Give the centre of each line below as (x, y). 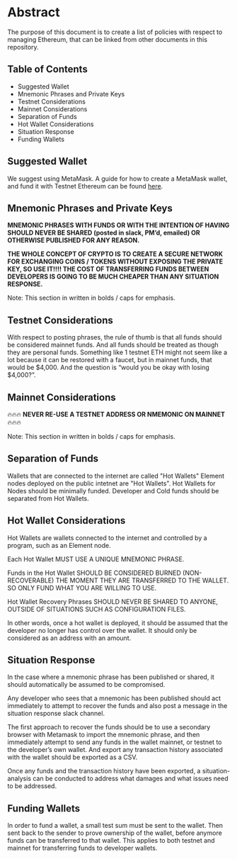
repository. (23, 47)
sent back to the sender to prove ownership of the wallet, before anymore (115, 833)
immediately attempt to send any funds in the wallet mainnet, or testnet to (115, 742)
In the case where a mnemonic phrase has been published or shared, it (111, 677)
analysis (19, 779)
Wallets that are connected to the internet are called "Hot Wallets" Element (116, 476)
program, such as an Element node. (59, 545)
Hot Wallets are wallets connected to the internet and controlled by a (107, 538)
